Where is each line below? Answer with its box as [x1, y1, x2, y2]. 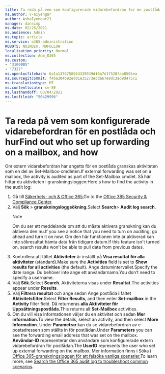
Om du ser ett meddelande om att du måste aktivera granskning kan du [12, 223, 157, 229]
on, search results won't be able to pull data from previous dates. [12, 244, 144, 250]
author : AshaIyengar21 [5, 16, 52, 21]
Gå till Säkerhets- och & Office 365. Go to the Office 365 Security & [12, 194, 147, 200]
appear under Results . [12, 285, 58, 291]
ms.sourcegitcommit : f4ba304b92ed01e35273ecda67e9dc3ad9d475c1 [5, 76, 137, 81]
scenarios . [12, 364, 34, 370]
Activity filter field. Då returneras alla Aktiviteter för [12, 301, 119, 307]
